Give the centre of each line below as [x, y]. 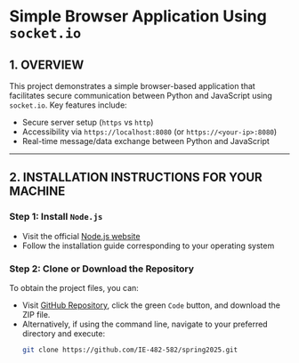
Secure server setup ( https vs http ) [88, 122]
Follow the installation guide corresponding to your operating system [148, 246]
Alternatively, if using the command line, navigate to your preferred [145, 324]
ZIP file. [36, 314]
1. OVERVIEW [47, 65]
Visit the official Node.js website [81, 236]
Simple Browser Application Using [138, 16]
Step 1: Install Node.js [56, 217]
